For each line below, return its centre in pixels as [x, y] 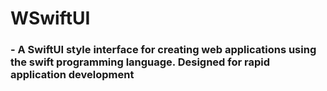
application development [72, 75]
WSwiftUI [50, 18]
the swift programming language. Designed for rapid [140, 62]
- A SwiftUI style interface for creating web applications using [163, 50]
